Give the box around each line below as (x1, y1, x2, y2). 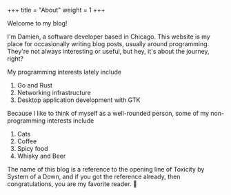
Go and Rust (17, 81, 53, 89)
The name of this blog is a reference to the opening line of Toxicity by (7, 165, 205, 173)
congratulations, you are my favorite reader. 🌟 (7, 180, 137, 188)
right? (7, 54, 24, 63)
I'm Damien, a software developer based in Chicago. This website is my (7, 32, 210, 41)
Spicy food (17, 145, 48, 152)
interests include (47, 116, 94, 125)
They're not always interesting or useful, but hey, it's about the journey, (7, 48, 210, 55)
